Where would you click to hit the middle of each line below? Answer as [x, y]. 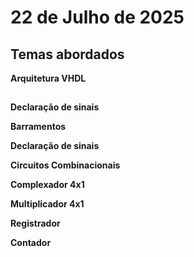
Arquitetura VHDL [48, 78]
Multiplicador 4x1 [47, 204]
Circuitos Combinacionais [65, 165]
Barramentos [38, 127]
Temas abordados [67, 54]
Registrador [35, 223]
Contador [31, 243]
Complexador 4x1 [47, 185]
